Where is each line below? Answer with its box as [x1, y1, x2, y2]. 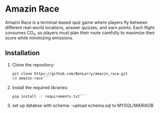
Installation [5, 49, 40, 57]
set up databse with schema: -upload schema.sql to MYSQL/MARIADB [12, 103, 154, 109]
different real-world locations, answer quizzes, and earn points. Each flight [5, 24, 155, 30]
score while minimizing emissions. [5, 35, 74, 41]
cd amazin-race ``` [12, 76, 50, 81]
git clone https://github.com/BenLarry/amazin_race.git [12, 71, 128, 76]
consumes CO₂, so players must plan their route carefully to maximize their [5, 30, 155, 35]
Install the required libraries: [12, 84, 69, 90]
